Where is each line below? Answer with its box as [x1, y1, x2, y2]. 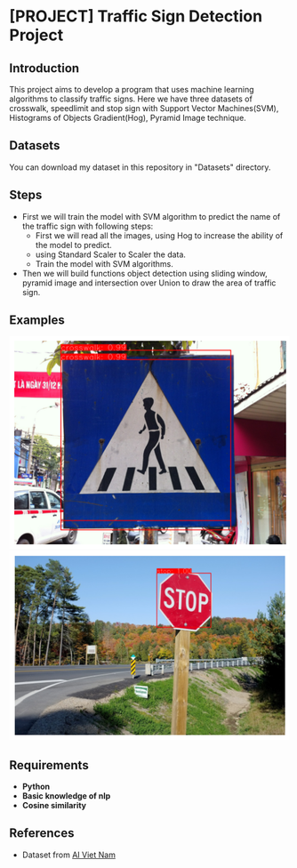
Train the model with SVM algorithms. [35, 258, 173, 269]
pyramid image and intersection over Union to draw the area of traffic [21, 277, 277, 288]
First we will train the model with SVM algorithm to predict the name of [21, 211, 281, 221]
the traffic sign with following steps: [21, 221, 154, 231]
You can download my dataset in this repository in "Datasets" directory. [9, 162, 271, 173]
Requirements [9, 758, 89, 773]
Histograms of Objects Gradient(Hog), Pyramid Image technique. [9, 113, 246, 123]
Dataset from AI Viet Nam [21, 849, 116, 860]
